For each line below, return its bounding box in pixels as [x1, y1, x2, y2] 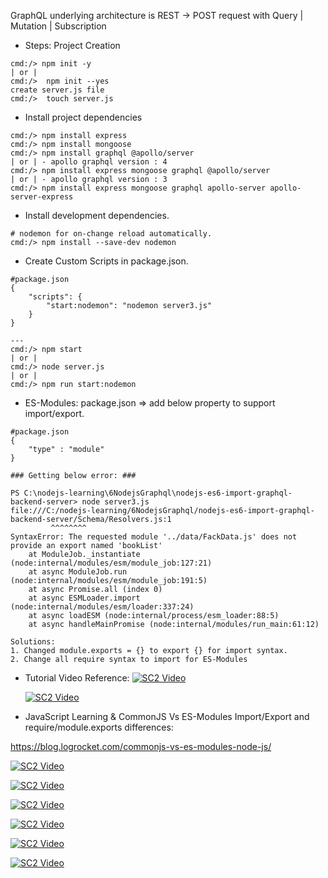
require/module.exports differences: [24, 721, 174, 733]
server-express [10, 192, 74, 202]
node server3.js [81, 497, 150, 507]
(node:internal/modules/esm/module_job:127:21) [10, 558, 213, 568]
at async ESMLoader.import [28, 593, 141, 603]
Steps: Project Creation [24, 40, 121, 51]
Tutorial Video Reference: [24, 672, 130, 684]
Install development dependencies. [24, 210, 170, 221]
